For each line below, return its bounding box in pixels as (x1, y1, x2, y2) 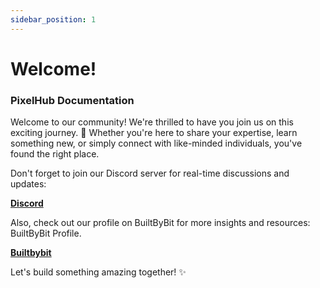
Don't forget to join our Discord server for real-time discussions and (10, 167, 290, 180)
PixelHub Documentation (10, 93, 135, 107)
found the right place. (10, 148, 100, 160)
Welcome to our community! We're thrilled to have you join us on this (10, 116, 294, 128)
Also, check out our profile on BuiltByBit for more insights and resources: (10, 217, 311, 229)
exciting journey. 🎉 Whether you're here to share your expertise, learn (10, 127, 298, 139)
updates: (10, 178, 47, 190)
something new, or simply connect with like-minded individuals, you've (10, 137, 303, 150)
